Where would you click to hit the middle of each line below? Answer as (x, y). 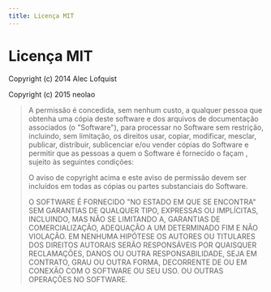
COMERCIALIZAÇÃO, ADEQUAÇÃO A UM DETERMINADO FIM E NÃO (143, 227)
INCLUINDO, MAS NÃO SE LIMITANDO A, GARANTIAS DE (124, 219)
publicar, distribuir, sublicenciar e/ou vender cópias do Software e (138, 144)
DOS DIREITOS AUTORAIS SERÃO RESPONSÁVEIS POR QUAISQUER (142, 245)
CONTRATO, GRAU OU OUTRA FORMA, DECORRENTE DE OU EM (138, 262)
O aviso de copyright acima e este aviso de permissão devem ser (138, 177)
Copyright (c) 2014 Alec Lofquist (63, 79)
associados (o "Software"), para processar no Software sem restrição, (146, 127)
